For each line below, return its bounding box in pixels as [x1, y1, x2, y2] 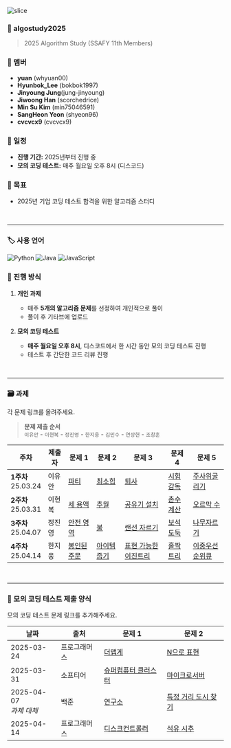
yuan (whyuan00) [16, 73, 69, 82]
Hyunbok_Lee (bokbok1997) [16, 81, 98, 89]
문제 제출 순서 [23, 422, 60, 431]
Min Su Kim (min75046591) [16, 103, 96, 111]
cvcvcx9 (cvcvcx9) [16, 117, 72, 126]
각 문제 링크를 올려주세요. [7, 408, 76, 416]
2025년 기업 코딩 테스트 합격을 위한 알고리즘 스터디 [16, 197, 155, 205]
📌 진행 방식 [7, 272, 41, 282]
